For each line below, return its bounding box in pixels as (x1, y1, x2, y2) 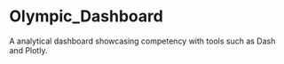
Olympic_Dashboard (9, 6, 164, 27)
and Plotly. (9, 44, 48, 55)
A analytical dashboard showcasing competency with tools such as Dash (9, 36, 276, 46)
